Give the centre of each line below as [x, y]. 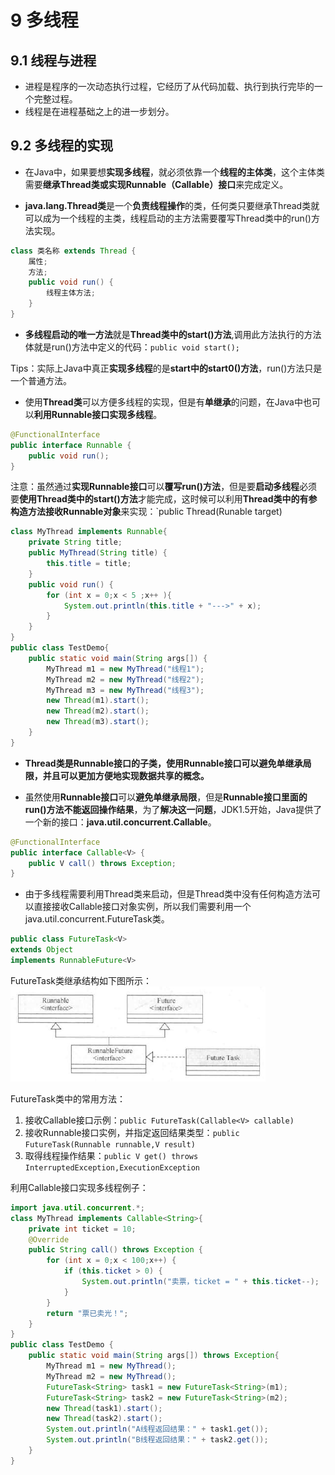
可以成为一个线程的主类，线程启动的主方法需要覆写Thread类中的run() [168, 218]
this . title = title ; [89, 564]
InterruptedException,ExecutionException [112, 1167]
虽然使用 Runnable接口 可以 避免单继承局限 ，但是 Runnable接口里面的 [166, 797]
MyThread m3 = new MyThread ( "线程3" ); [125, 690]
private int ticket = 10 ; [82, 1229]
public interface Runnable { [71, 445]
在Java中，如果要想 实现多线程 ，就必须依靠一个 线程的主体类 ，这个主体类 [175, 172]
